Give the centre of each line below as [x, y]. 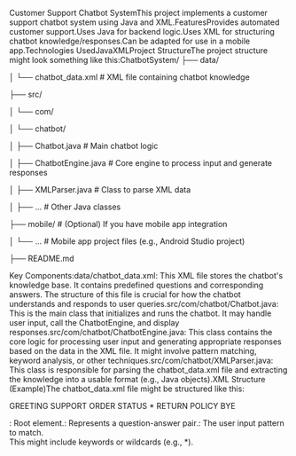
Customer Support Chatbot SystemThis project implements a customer [139, 13]
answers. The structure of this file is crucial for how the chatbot [125, 295]
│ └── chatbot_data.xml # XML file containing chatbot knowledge [129, 77]
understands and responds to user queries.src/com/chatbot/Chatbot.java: [144, 304]
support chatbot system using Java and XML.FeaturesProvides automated [144, 22]
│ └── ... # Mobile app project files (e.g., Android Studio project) [127, 241]
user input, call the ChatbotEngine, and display [94, 322]
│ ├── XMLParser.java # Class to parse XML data [100, 189]
